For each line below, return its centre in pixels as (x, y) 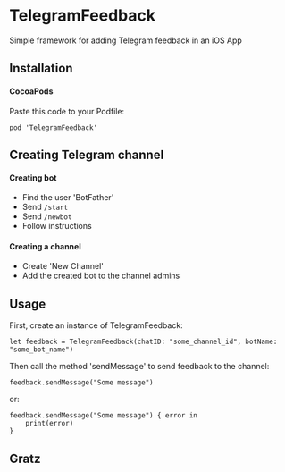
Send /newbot (47, 216)
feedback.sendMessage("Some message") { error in (104, 416)
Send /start (45, 207)
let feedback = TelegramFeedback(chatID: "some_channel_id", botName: (143, 342)
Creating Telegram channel (87, 154)
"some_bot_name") (42, 350)
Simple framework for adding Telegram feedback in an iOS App (126, 40)
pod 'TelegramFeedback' (54, 127)
